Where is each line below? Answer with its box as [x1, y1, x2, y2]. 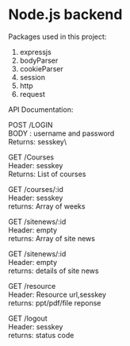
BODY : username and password [8, 129, 115, 138]
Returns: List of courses [8, 169, 86, 179]
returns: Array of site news [8, 233, 95, 243]
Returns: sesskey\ [8, 136, 67, 146]
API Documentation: [8, 105, 74, 114]
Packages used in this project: [8, 32, 107, 41]
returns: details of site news [8, 266, 99, 275]
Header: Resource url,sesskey [8, 290, 107, 299]
